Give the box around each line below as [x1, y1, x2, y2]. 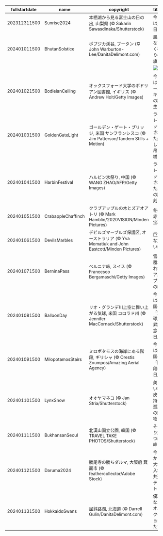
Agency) [89, 365, 106, 371]
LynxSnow [44, 397, 65, 403]
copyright [109, 6, 130, 12]
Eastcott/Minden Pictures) [89, 246, 141, 252]
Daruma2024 [44, 467, 71, 473]
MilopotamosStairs [44, 356, 82, 362]
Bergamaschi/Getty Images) [89, 274, 145, 279]
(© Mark [98, 211, 116, 217]
